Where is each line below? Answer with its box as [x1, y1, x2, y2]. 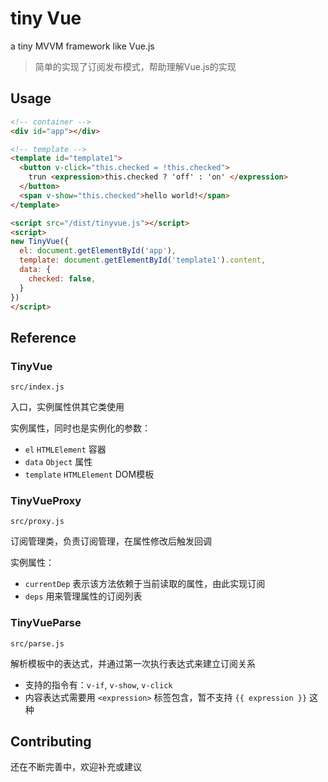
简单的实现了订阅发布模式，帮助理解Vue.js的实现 [34, 60, 237, 72]
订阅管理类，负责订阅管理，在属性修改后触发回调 [10, 535, 212, 547]
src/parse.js [10, 638, 65, 649]
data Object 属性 [24, 456, 93, 468]
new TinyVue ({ [10, 237, 70, 247]
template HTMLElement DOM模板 [24, 468, 155, 481]
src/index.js [10, 382, 65, 392]
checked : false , [28, 273, 97, 284]
